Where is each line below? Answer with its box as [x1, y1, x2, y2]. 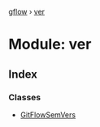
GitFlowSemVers [20, 109, 76, 120]
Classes [8, 91, 41, 103]
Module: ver [8, 36, 92, 53]
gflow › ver [8, 7, 46, 16]
